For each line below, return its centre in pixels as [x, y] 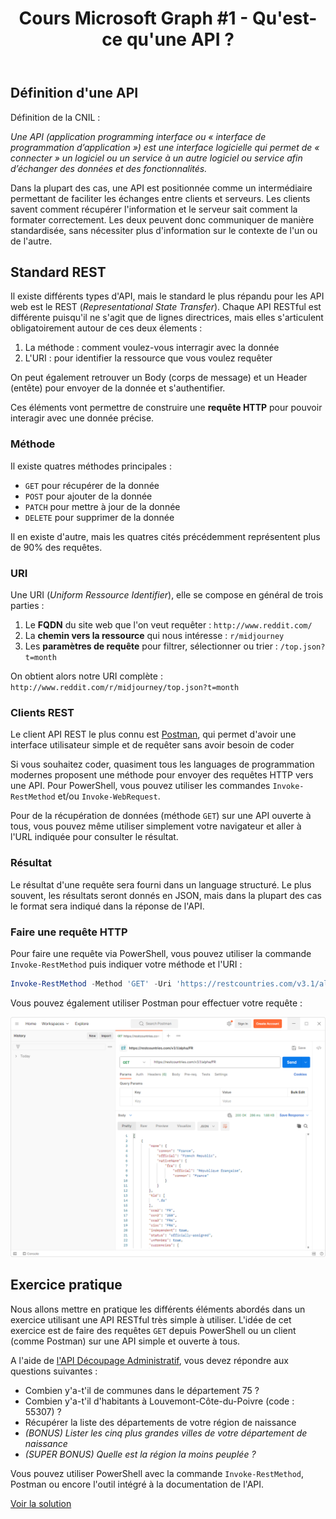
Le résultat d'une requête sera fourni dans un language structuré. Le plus [161, 884]
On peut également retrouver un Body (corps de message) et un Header [159, 378]
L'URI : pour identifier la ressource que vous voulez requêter [148, 358]
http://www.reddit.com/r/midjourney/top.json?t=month [125, 688]
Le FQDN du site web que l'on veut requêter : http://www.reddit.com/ [168, 625]
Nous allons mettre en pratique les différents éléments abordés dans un [158, 1309]
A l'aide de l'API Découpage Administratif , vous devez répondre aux [149, 1360]
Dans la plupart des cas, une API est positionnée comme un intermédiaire [161, 188]
